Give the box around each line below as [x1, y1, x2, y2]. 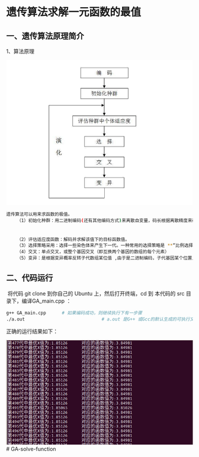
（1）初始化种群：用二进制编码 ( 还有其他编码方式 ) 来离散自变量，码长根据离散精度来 [17, 217, 192, 223]
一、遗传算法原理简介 [6, 31, 84, 41]
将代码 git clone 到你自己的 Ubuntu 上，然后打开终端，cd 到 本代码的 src [7, 290, 185, 297]
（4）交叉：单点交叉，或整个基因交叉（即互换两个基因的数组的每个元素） [17, 249, 170, 255]
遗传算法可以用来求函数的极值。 [6, 211, 73, 217]
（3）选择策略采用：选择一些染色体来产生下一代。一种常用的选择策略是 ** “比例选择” [17, 243, 196, 249]
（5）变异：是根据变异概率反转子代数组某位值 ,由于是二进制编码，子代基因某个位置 [17, 255, 192, 261]
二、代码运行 [6, 273, 53, 283]
